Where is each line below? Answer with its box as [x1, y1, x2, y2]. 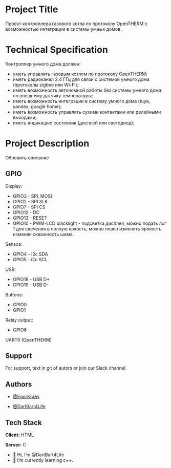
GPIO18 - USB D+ [12, 276, 50, 282]
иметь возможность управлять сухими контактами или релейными [12, 109, 161, 115]
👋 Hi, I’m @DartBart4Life [12, 452, 65, 458]
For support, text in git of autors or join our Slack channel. [5, 365, 127, 371]
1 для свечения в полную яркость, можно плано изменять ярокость [12, 225, 162, 231]
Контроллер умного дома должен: [5, 60, 81, 67]
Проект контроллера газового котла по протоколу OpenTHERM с [5, 20, 147, 27]
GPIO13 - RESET [12, 215, 48, 221]
